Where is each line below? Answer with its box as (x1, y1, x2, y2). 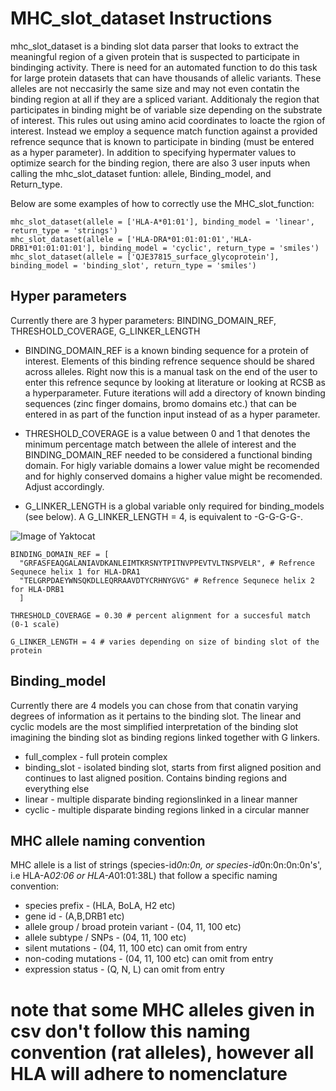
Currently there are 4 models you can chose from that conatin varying (10, 699, 299, 711)
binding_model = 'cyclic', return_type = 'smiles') (99, 243, 320, 253)
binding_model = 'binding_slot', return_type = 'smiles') (10, 260, 257, 271)
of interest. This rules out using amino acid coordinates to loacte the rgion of (10, 114, 326, 126)
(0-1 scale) (10, 619, 60, 629)
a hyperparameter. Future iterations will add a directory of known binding (24, 387, 326, 399)
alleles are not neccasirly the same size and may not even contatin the (10, 82, 300, 94)
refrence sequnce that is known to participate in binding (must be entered (10, 135, 315, 147)
